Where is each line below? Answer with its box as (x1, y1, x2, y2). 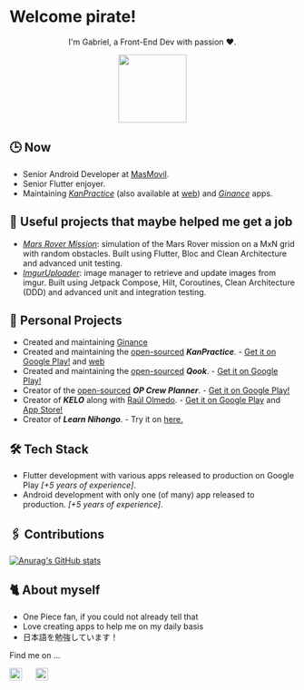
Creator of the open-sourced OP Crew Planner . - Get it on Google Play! (22, 385, 290, 396)
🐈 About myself (9, 583, 101, 598)
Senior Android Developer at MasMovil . (22, 168, 170, 179)
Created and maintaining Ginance (22, 337, 148, 348)
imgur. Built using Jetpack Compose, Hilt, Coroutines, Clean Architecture (22, 277, 295, 288)
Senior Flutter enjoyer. (22, 178, 106, 189)
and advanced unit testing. (22, 257, 123, 269)
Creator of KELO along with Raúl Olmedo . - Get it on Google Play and (22, 395, 281, 406)
